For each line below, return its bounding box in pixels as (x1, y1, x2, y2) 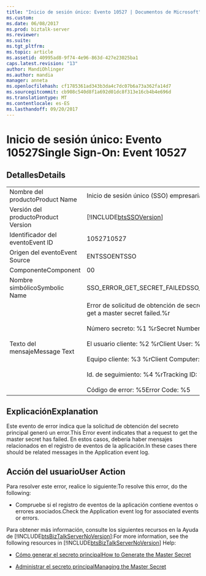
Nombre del (9, 187, 44, 196)
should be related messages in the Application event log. (6, 449, 150, 456)
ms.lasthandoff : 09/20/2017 (6, 106, 78, 112)
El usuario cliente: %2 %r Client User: (86, 339, 193, 348)
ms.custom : (6, 15, 34, 21)
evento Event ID (9, 238, 53, 246)
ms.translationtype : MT (6, 95, 67, 101)
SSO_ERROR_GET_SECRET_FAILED (86, 283, 187, 292)
